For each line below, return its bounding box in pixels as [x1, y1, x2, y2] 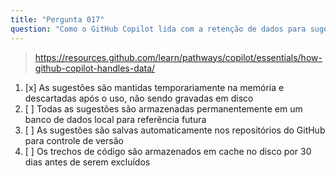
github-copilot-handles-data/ [34, 62, 156, 74]
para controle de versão [24, 134, 124, 146]
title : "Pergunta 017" [10, 14, 105, 25]
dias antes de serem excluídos [24, 156, 151, 168]
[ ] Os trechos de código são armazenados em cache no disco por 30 [24, 145, 312, 157]
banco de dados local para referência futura [24, 113, 207, 125]
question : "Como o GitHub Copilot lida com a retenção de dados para [10, 24, 307, 34]
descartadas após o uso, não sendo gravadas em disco [24, 92, 254, 104]
